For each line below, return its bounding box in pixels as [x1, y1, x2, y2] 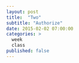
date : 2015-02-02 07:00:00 [6, 25, 74, 32]
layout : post [6, 8, 39, 15]
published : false [6, 48, 50, 54]
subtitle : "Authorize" [6, 20, 63, 26]
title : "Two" [6, 14, 42, 20]
